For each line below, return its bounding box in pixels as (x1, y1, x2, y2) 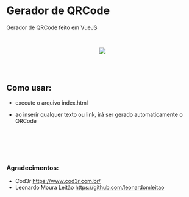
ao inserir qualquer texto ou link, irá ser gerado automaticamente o (15, 111, 183, 118)
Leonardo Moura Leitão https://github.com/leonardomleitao (15, 184, 165, 192)
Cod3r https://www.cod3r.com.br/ (15, 178, 101, 185)
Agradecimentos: (6, 164, 59, 172)
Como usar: (6, 83, 52, 93)
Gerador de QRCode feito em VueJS (6, 24, 98, 31)
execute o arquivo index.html (15, 98, 88, 106)
